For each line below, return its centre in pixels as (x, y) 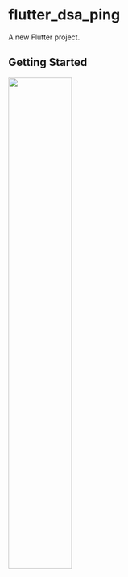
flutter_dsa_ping (64, 15)
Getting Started (48, 62)
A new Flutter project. (44, 37)
